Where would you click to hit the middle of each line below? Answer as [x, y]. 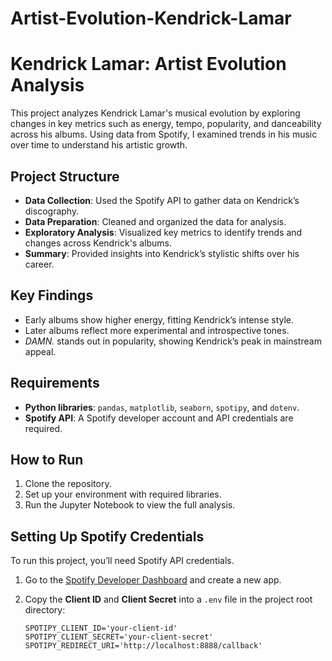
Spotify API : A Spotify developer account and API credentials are [159, 418]
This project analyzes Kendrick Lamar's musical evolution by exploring [155, 113]
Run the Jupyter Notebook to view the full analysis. [130, 505]
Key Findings [52, 295]
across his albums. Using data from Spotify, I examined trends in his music [164, 134]
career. [39, 264]
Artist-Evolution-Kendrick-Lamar [151, 18]
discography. [52, 211]
